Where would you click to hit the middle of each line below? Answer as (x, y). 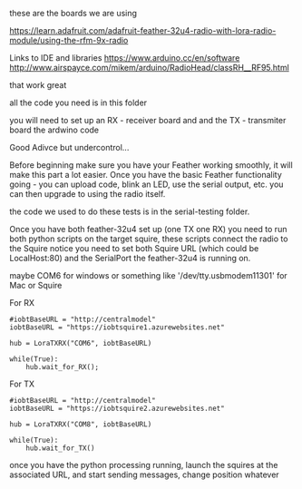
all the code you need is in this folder (78, 103)
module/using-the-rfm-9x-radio (69, 40)
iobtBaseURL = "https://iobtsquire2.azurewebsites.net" (117, 408)
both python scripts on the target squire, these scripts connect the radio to (149, 239)
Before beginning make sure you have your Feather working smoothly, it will (151, 165)
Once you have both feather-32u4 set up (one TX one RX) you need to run (148, 229)
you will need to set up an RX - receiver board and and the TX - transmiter (148, 120)
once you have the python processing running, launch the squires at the (144, 465)
